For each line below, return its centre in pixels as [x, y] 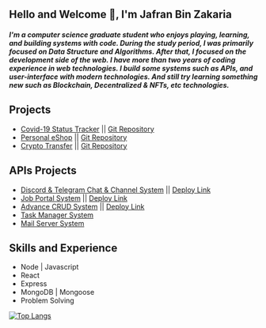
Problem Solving [47, 300]
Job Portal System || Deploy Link [74, 198]
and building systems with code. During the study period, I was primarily [131, 43]
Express [34, 284]
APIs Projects [43, 171]
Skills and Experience [63, 248]
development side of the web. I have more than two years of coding [122, 59]
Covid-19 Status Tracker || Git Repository [87, 129]
